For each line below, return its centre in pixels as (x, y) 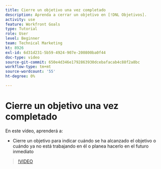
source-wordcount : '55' (31, 72)
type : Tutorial (21, 29)
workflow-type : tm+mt (28, 67)
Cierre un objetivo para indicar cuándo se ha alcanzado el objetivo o (84, 140)
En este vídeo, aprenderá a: (34, 131)
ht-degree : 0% (20, 76)
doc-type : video (22, 57)
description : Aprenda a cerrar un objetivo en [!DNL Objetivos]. (76, 15)
